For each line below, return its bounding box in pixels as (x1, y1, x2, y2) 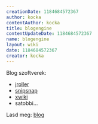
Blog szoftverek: (6, 69, 47, 76)
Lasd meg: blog (6, 111, 45, 118)
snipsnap (14, 87, 38, 94)
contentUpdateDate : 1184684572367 (6, 31, 93, 37)
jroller (14, 81, 29, 88)
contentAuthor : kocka (6, 20, 60, 26)
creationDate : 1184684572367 (6, 8, 79, 15)
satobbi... (14, 99, 38, 107)
